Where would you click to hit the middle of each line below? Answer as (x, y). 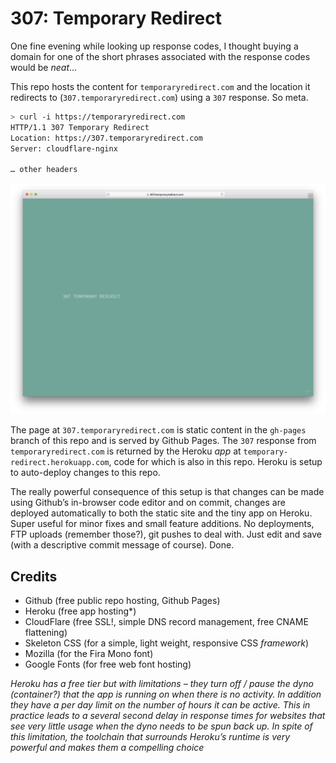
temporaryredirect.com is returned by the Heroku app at (126, 451)
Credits (34, 576)
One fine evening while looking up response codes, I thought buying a (154, 46)
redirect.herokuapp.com (60, 463)
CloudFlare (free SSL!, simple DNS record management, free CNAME (166, 622)
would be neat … (44, 67)
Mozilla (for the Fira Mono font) (89, 654)
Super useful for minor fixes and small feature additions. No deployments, (162, 524)
